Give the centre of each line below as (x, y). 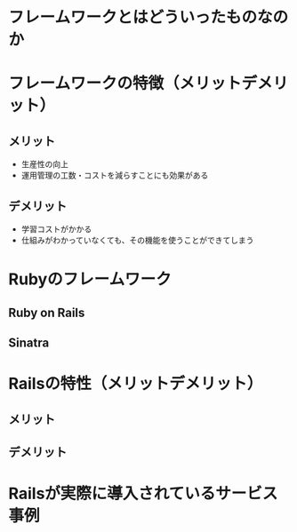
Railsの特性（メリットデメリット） (136, 384)
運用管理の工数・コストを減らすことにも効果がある (115, 175)
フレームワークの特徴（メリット (125, 83)
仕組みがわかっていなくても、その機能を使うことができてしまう (137, 240)
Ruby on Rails (47, 312)
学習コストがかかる (56, 229)
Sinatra (29, 342)
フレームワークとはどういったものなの (148, 17)
